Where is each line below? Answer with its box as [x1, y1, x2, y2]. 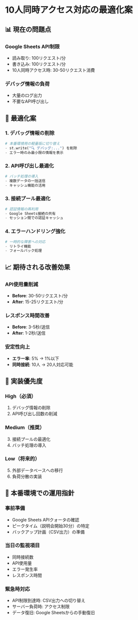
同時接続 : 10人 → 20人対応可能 [12, 361, 74, 367]
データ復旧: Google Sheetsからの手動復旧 [12, 610, 95, 616]
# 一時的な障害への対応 [5, 239, 46, 244]
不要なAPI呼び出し [12, 98, 49, 104]
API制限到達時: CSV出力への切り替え [12, 598, 86, 604]
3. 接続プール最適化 [5, 195, 51, 202]
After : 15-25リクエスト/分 [12, 299, 64, 305]
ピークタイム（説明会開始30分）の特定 [12, 522, 90, 529]
